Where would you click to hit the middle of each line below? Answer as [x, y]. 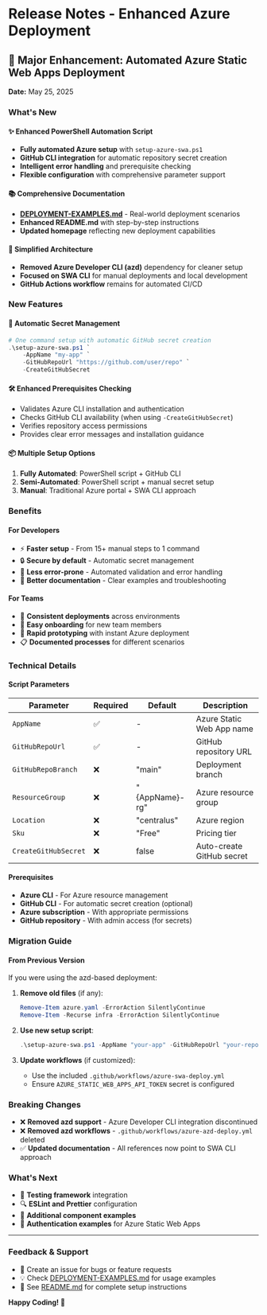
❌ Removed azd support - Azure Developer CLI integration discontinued [139, 1122]
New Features [36, 305]
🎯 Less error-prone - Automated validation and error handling [121, 572]
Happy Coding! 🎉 [37, 1302]
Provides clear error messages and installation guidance [112, 434]
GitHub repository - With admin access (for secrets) [106, 920]
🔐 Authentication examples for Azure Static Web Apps [110, 1224]
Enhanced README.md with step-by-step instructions [109, 223]
